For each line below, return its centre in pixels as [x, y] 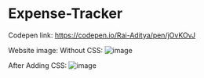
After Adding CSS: [38, 65]
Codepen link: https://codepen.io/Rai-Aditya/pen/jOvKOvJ [102, 35]
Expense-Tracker [66, 14]
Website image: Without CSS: [56, 50]
